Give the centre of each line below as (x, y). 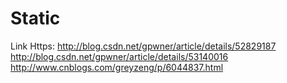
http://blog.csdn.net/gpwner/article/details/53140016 (119, 56)
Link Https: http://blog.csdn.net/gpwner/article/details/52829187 (143, 46)
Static (35, 18)
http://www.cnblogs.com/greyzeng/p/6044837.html (117, 67)
